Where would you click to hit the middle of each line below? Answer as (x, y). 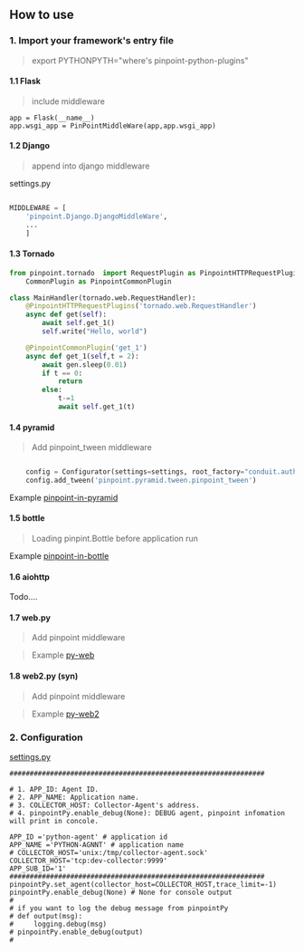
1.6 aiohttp (29, 577)
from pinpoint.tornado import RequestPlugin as (103, 273)
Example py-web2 (65, 714)
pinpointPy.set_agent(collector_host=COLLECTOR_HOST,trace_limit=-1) (143, 884)
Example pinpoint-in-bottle (59, 556)
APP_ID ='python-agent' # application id (89, 837)
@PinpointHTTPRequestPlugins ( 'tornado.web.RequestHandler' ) (141, 306)
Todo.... (24, 597)
